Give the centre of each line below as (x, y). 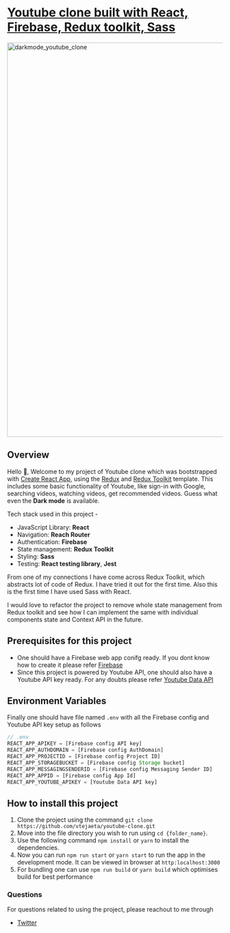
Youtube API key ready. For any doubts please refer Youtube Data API (115, 679)
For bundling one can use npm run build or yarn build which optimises (117, 870)
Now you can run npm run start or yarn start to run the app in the (111, 855)
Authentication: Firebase (52, 542)
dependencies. (38, 848)
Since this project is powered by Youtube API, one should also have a (115, 672)
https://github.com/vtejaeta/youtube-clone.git (86, 827)
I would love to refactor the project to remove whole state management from (115, 604)
